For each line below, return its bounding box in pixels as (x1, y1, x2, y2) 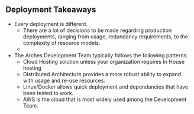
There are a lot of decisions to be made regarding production (22, 27, 172, 34)
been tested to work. (22, 89, 74, 96)
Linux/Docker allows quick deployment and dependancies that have (22, 83, 189, 90)
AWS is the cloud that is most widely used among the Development (22, 96, 187, 103)
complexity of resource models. (22, 39, 101, 46)
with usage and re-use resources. (22, 77, 106, 84)
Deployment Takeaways (5, 5, 96, 15)
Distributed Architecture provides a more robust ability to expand (22, 70, 182, 77)
